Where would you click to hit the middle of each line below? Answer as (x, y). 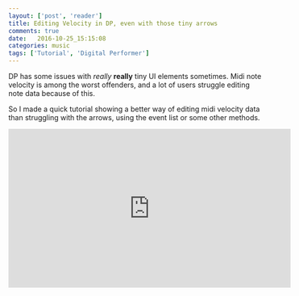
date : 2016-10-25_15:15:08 (57, 38)
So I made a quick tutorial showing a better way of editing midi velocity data (134, 109)
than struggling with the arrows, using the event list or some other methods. (134, 117)
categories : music (39, 46)
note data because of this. (52, 93)
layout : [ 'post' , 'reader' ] (56, 16)
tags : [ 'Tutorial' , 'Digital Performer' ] (79, 53)
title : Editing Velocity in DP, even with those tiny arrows (113, 23)
